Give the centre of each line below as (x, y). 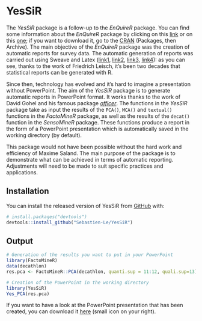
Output (20, 241)
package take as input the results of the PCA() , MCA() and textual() (89, 109)
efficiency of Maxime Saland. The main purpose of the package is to (91, 153)
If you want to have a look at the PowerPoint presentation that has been (95, 305)
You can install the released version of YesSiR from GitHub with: (85, 206)
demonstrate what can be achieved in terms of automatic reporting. (90, 159)
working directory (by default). (44, 135)
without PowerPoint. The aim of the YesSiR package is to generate (88, 90)
